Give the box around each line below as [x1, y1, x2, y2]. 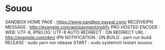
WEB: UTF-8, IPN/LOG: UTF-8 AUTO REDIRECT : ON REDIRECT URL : [5, 29, 147, 35]
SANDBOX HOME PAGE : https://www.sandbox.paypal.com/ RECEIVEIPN [5, 19, 153, 25]
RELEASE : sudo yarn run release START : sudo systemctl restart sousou [5, 39, 153, 45]
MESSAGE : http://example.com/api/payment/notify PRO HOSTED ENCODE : [5, 24, 161, 30]
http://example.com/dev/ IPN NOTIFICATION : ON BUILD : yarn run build [5, 34, 152, 40]
